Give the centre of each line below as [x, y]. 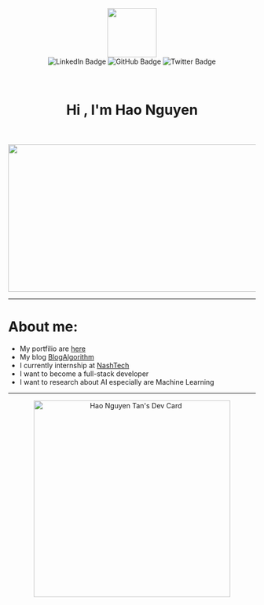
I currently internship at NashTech [74, 365]
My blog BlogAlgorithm [57, 356]
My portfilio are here [53, 349]
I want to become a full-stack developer [84, 374]
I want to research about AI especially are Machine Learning [117, 382]
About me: [43, 327]
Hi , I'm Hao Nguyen [132, 110]
